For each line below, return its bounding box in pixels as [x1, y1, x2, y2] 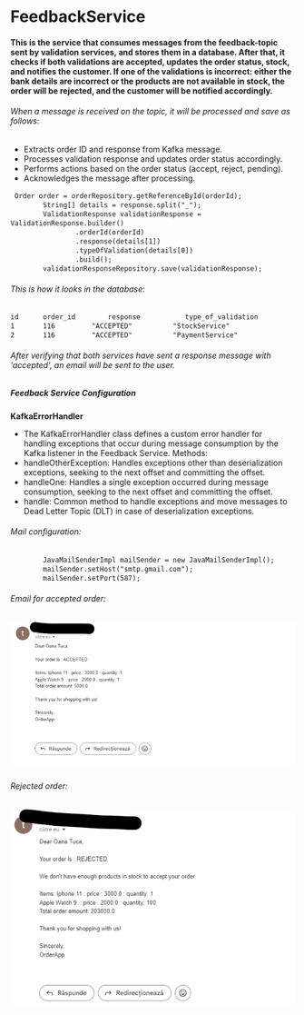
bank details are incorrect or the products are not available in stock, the [10, 75, 285, 86]
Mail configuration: [10, 526, 82, 537]
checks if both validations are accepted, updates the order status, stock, [10, 56, 290, 67]
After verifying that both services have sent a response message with [10, 350, 271, 361]
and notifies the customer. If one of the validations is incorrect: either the [10, 65, 292, 76]
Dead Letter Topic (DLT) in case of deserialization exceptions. [23, 505, 255, 516]
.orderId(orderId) [74, 227, 145, 237]
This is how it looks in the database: [10, 284, 146, 294]
